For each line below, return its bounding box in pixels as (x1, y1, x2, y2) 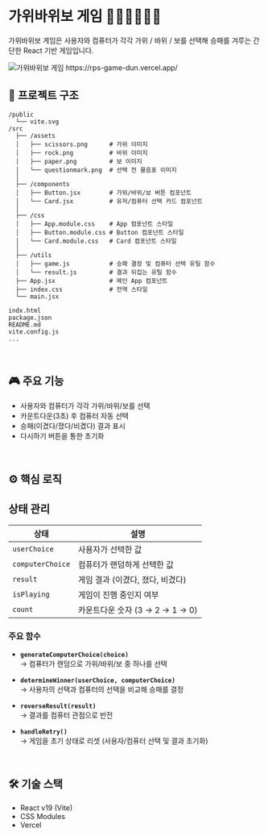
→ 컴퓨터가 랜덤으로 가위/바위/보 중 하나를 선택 (19, 659, 167, 669)
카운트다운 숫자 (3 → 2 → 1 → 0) (77, 604, 198, 615)
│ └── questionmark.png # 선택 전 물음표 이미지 (15, 166, 177, 174)
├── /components (15, 180, 70, 188)
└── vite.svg (15, 118, 60, 126)
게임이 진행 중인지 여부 (77, 589, 159, 601)
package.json (8, 314, 52, 322)
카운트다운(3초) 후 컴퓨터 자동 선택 (19, 410, 129, 420)
